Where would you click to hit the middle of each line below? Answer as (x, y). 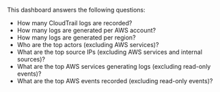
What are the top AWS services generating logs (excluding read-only (114, 66)
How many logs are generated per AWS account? (86, 30)
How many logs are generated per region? (76, 37)
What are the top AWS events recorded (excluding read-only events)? (115, 81)
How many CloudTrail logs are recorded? (74, 23)
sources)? (31, 59)
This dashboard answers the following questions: (76, 10)
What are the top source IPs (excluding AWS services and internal (110, 52)
